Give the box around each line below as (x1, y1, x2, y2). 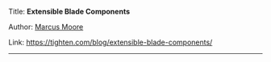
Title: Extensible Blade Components (8, 7, 131, 16)
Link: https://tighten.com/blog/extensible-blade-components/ (8, 37, 213, 47)
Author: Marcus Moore (8, 22, 84, 31)
